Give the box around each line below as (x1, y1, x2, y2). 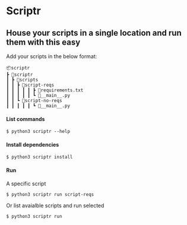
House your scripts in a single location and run (6, 28, 182, 38)
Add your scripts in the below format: (6, 53, 97, 60)
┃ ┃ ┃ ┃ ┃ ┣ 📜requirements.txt (6, 87, 84, 93)
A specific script (6, 180, 46, 187)
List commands (6, 115, 45, 122)
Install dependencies (6, 141, 59, 148)
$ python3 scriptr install (6, 154, 73, 160)
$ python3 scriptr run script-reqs (6, 191, 94, 197)
